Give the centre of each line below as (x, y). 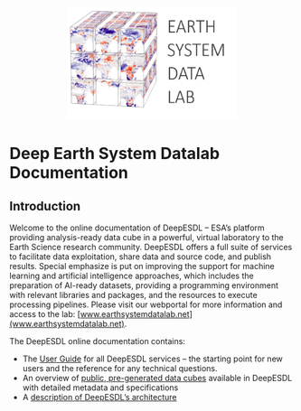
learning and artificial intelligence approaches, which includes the (132, 276)
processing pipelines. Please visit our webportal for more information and (146, 304)
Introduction (45, 206)
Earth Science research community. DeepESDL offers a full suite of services (151, 247)
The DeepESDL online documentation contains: (97, 341)
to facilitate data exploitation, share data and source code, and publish (141, 257)
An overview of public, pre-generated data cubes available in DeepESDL (157, 378)
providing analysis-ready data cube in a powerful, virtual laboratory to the (147, 237)
